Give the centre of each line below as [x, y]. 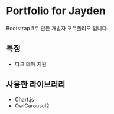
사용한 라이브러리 [36, 85]
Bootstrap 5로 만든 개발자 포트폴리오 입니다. [57, 28]
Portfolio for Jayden [56, 11]
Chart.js [24, 99]
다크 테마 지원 [30, 64]
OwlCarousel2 [32, 106]
